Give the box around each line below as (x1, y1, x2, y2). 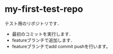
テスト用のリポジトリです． (4, 20, 62, 26)
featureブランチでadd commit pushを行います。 (11, 43, 110, 49)
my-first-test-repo (4, 3, 83, 15)
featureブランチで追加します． (11, 37, 75, 43)
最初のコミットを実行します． (11, 31, 73, 37)
